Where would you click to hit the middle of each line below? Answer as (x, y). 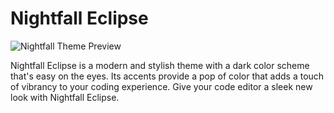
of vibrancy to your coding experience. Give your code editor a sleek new (161, 86)
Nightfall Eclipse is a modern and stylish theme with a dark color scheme (160, 65)
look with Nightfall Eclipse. (65, 97)
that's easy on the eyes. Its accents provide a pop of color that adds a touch (167, 76)
